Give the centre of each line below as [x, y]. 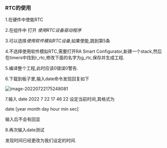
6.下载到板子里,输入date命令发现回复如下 [47, 79]
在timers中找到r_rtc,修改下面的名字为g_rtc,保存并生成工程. [65, 58]
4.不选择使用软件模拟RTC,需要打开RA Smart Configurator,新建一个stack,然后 [83, 51]
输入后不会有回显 [23, 119]
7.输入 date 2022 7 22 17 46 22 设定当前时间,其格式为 [60, 99]
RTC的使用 [18, 7]
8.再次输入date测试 [25, 130]
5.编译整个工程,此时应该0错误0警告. [42, 68]
